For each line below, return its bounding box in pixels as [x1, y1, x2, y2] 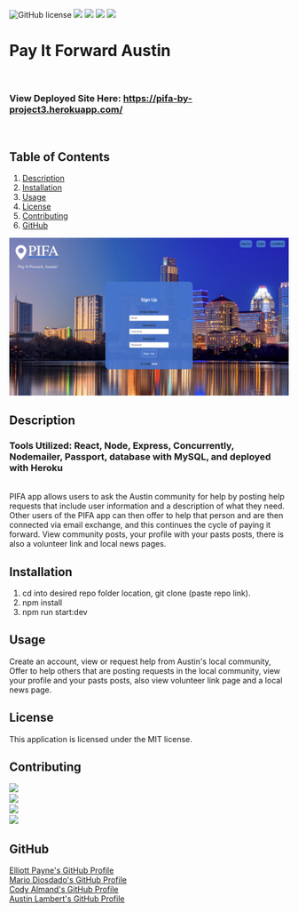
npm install [21, 597, 63, 608]
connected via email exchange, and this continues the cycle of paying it [9, 520, 271, 531]
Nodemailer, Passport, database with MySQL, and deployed [9, 450, 271, 462]
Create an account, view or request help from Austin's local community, [9, 656, 272, 667]
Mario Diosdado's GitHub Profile [9, 875, 127, 885]
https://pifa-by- [122, 92, 192, 104]
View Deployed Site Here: [9, 92, 122, 104]
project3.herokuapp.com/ [9, 103, 123, 116]
